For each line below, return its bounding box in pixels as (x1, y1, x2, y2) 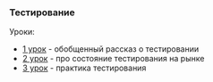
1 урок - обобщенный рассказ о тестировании (21, 44, 200, 54)
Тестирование (9, 6, 76, 19)
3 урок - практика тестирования (21, 62, 147, 73)
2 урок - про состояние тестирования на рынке (21, 53, 205, 64)
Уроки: (9, 27, 36, 37)
